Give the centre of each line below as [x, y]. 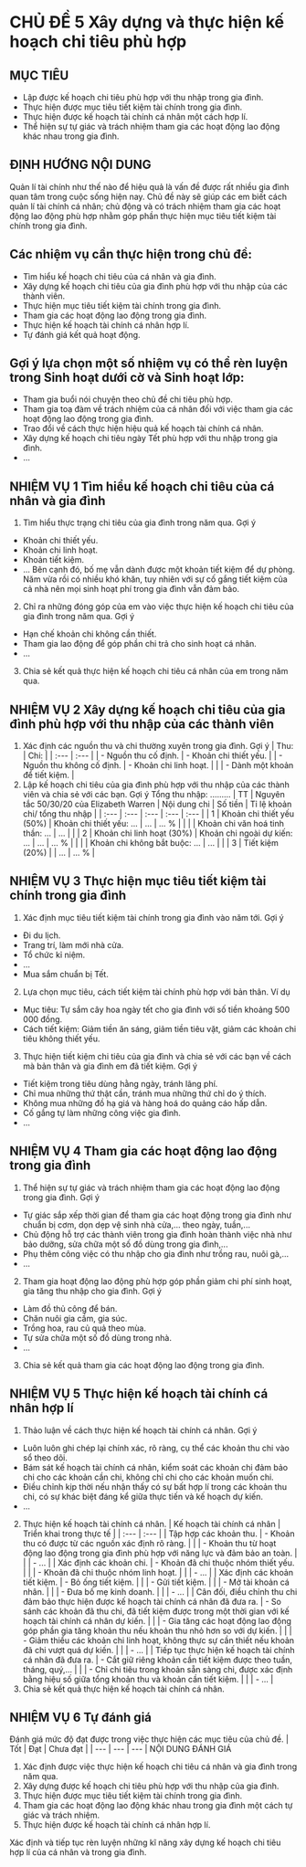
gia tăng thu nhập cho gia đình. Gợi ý [92, 1291]
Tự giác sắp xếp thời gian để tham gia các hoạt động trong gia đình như [157, 1215]
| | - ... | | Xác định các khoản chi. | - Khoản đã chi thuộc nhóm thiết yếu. [158, 1562]
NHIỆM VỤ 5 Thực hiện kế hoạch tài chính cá [139, 1394]
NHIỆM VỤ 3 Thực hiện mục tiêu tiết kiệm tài [138, 881]
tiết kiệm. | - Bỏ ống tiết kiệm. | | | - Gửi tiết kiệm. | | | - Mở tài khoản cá [156, 1582]
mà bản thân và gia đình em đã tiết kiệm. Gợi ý [110, 1066]
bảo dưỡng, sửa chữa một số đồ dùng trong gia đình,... [125, 1244]
